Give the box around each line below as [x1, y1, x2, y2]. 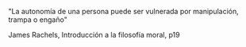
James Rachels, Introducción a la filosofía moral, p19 [8, 31, 180, 39]
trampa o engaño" [8, 15, 67, 24]
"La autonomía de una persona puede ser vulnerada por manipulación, [8, 7, 240, 16]
